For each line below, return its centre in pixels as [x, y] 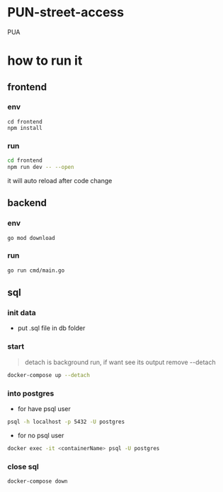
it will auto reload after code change [60, 180]
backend [27, 203]
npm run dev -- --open [41, 167]
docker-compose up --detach [49, 375]
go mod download [31, 238]
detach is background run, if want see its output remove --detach [120, 362]
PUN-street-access [66, 12]
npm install [25, 128]
